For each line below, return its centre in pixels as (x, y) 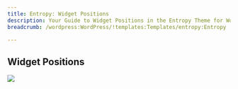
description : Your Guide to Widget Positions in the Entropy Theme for (115, 20)
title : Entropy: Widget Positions (58, 14)
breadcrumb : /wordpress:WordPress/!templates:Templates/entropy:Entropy (117, 27)
